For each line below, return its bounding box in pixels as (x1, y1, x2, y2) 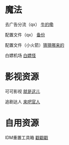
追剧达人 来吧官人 (5, 98, 40, 105)
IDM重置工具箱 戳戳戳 (5, 134, 48, 140)
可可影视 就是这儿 (5, 88, 40, 94)
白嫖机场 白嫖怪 (5, 52, 36, 58)
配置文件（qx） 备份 (5, 32, 45, 37)
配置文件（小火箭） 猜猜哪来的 (5, 42, 64, 48)
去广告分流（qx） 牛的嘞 (5, 21, 54, 27)
